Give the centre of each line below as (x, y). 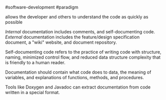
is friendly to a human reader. (35, 62)
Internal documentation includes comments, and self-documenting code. (80, 32)
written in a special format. (33, 92)
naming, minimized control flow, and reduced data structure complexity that (83, 57)
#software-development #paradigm (42, 7)
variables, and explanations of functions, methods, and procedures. (75, 77)
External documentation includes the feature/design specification (72, 37)
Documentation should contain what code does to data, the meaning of (78, 72)
